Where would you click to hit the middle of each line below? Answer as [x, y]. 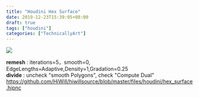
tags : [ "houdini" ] [29, 28]
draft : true [21, 22]
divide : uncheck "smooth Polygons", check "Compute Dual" [80, 75]
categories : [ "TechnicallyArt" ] [46, 34]
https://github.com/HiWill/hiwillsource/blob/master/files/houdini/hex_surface [99, 82]
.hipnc [14, 88]
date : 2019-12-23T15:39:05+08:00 [47, 17]
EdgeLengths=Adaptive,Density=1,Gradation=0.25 [67, 69]
